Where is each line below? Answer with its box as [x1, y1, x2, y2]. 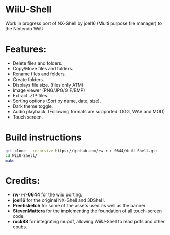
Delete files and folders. [12, 60, 63, 66]
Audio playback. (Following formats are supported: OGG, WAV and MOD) [12, 108, 165, 114]
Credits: [5, 175, 40, 186]
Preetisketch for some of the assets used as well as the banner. [12, 203, 147, 209]
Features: [5, 44, 47, 55]
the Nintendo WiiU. [5, 25, 45, 31]
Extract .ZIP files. [12, 92, 49, 98]
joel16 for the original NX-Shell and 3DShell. [12, 197, 105, 203]
